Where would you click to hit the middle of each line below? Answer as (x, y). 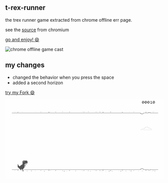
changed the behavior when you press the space (63, 77)
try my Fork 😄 (20, 92)
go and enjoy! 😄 (22, 39)
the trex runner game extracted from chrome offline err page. (69, 20)
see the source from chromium (37, 30)
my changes (25, 65)
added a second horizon (38, 83)
